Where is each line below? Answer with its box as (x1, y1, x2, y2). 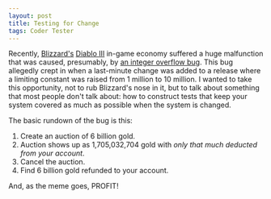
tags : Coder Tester (8, 27, 74, 35)
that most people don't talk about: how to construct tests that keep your (8, 92, 248, 102)
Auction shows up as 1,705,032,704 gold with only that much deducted (19, 140, 257, 150)
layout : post (8, 11, 53, 20)
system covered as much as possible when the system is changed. (8, 100, 232, 110)
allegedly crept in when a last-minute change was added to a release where (8, 66, 261, 76)
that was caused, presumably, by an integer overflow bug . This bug (8, 57, 233, 67)
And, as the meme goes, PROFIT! (8, 181, 119, 191)
